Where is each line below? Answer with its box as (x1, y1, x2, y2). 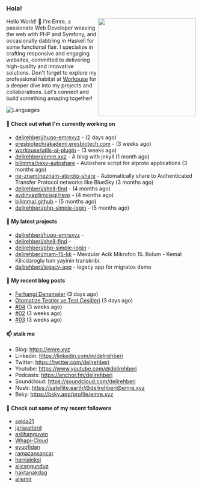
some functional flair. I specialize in (6, 43, 94, 51)
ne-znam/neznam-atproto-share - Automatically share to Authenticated (14, 172, 192, 179)
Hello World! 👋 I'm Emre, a (6, 18, 71, 25)
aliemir (14, 475, 32, 483)
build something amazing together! (6, 95, 93, 102)
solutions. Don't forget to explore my (6, 69, 97, 77)
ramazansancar (14, 450, 54, 457)
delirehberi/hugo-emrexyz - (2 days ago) (14, 134, 117, 141)
